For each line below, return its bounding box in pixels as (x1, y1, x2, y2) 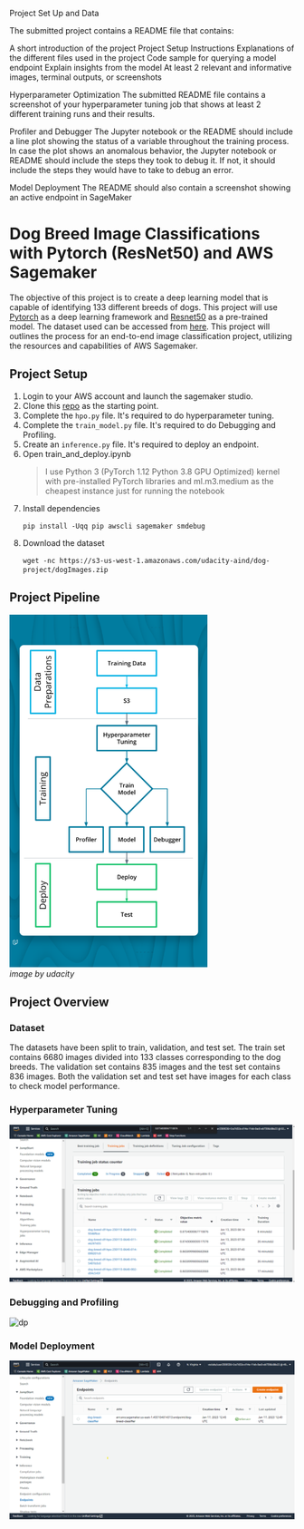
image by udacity (9, 968, 75, 979)
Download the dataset (22, 537, 106, 548)
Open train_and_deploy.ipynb (22, 448, 131, 459)
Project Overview (9, 995, 109, 1010)
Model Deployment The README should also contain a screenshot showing (9, 182, 291, 193)
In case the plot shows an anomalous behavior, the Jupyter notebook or (9, 145, 278, 156)
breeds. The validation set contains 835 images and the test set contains (9, 1061, 280, 1073)
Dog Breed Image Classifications (9, 224, 261, 244)
